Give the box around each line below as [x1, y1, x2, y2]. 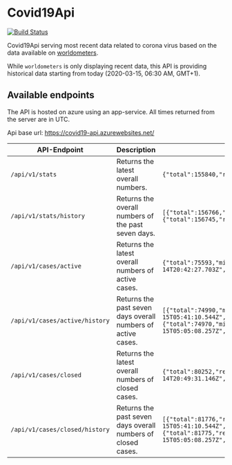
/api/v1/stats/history [10, 212, 85, 219]
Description [116, 145, 156, 154]
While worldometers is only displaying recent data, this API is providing [7, 62, 207, 70]
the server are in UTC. [7, 115, 70, 123]
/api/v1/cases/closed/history [10, 426, 110, 433]
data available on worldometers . [7, 48, 99, 57]
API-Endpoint [37, 145, 84, 154]
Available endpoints [7, 89, 95, 101]
